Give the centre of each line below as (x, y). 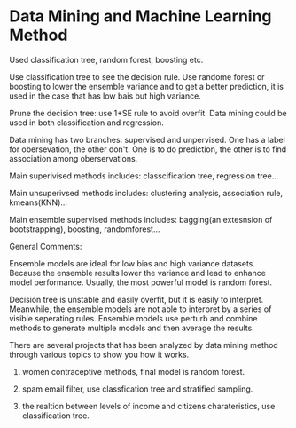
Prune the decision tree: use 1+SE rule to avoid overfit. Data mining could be (148, 113)
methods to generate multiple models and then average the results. (132, 328)
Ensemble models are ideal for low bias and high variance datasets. (132, 263)
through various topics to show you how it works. (99, 354)
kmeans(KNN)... (39, 202)
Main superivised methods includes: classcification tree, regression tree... (144, 176)
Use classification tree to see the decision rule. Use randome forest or (137, 76)
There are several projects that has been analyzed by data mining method (144, 345)
